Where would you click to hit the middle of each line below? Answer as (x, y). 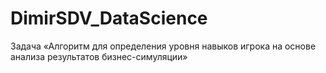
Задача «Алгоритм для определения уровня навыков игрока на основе (163, 46)
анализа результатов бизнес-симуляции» (99, 56)
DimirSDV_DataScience (109, 18)
